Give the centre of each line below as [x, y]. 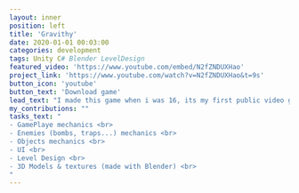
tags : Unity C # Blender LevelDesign [77, 59]
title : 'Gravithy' [43, 34]
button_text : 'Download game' [65, 92]
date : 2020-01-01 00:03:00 [59, 42]
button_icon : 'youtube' [53, 84]
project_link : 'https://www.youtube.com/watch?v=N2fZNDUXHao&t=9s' [137, 76]
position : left [37, 26]
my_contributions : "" [49, 109]
